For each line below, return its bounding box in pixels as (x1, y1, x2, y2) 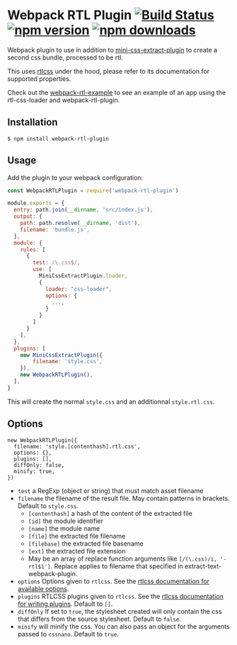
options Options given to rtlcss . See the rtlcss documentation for (17, 577, 210, 585)
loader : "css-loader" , (45, 285, 112, 292)
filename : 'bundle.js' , (20, 226, 91, 233)
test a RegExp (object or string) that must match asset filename (17, 486, 204, 495)
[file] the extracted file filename (28, 531, 126, 540)
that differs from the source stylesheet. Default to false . (17, 614, 182, 623)
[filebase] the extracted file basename (28, 539, 144, 548)
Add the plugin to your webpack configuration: (7, 173, 144, 182)
